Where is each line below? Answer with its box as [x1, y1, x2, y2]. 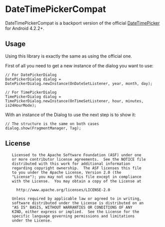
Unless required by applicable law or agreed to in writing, [11, 196, 142, 201]
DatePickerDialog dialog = [5, 76, 61, 82]
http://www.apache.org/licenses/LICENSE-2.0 [16, 187, 111, 193]
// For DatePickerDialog [5, 72, 57, 77]
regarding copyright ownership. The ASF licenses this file [11, 166, 142, 171]
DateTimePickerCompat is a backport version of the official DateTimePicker [5, 20, 160, 26]
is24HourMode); [5, 103, 37, 108]
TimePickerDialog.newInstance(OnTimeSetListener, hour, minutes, [5, 98, 144, 103]
